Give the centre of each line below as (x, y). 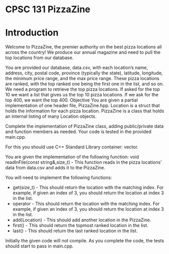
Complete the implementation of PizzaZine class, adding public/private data (84, 126)
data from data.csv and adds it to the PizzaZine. (55, 168)
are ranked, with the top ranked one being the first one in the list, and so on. (84, 84)
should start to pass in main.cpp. (39, 246)
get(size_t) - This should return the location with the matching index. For (88, 188)
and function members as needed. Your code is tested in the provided (78, 132)
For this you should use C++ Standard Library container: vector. (72, 147)
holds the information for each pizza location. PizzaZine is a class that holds (85, 111)
